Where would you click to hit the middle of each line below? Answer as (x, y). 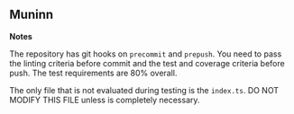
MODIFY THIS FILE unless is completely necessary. (105, 100)
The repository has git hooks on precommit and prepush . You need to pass (146, 54)
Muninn (32, 15)
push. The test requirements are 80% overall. (93, 73)
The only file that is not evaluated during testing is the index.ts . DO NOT (144, 90)
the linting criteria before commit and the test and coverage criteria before (147, 63)
